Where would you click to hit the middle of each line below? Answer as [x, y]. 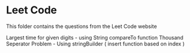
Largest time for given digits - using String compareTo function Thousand [95, 37]
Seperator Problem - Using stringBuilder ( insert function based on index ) [95, 44]
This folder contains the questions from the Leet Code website [82, 26]
